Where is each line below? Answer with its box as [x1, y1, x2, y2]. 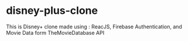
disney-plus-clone [6, 4, 98, 17]
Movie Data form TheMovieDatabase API [6, 29, 104, 36]
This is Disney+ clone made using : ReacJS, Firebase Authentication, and [6, 23, 183, 30]
